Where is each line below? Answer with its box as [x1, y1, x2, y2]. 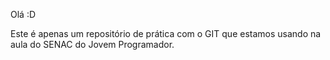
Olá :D [10, 9, 37, 20]
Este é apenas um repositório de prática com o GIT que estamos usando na [10, 28, 322, 39]
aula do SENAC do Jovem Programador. [10, 39, 175, 50]
